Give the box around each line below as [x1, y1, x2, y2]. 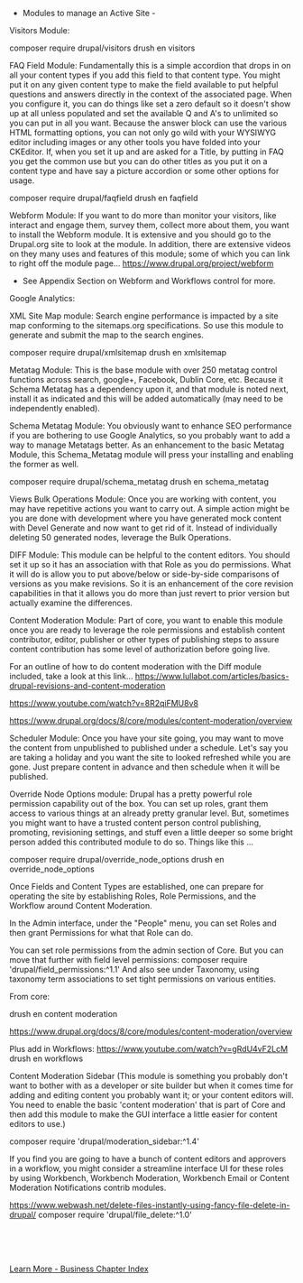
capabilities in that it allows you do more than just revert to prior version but [9, 588, 290, 598]
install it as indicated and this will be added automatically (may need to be [9, 393, 284, 404]
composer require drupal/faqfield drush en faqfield [9, 193, 198, 203]
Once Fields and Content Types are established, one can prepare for [9, 881, 264, 891]
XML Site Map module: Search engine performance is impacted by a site [9, 310, 279, 321]
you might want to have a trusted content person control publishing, [9, 817, 262, 828]
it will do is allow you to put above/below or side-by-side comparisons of [9, 568, 280, 579]
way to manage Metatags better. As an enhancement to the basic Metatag [9, 439, 285, 450]
